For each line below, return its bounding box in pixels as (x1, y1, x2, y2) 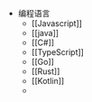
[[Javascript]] (31, 18, 83, 29)
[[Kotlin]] (31, 76, 65, 86)
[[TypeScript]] (31, 47, 84, 57)
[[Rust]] (31, 66, 60, 77)
